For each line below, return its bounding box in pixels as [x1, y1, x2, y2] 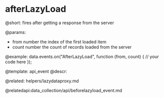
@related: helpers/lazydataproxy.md [5, 78, 79, 84]
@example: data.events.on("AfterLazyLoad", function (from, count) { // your [5, 53, 159, 60]
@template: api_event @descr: [5, 68, 68, 74]
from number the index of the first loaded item [12, 38, 107, 45]
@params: [5, 29, 26, 35]
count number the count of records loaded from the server [12, 44, 132, 50]
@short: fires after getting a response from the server [5, 20, 115, 26]
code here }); [5, 59, 32, 65]
